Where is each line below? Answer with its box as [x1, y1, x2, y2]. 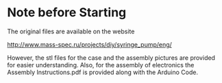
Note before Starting [7, 5, 127, 20]
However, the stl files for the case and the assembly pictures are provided [7, 53, 216, 62]
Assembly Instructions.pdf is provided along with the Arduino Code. [7, 68, 199, 76]
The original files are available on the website [7, 27, 135, 35]
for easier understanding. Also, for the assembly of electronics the [7, 61, 195, 69]
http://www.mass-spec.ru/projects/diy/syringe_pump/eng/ [7, 40, 173, 48]
